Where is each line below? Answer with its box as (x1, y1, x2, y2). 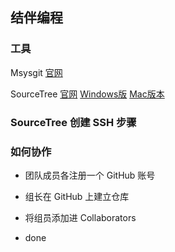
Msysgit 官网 (10, 66, 63, 78)
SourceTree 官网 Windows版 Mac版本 (10, 88, 165, 100)
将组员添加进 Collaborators (24, 211, 137, 223)
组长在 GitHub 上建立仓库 (24, 190, 130, 202)
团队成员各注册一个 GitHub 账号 (24, 169, 156, 181)
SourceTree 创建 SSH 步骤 (10, 115, 137, 129)
